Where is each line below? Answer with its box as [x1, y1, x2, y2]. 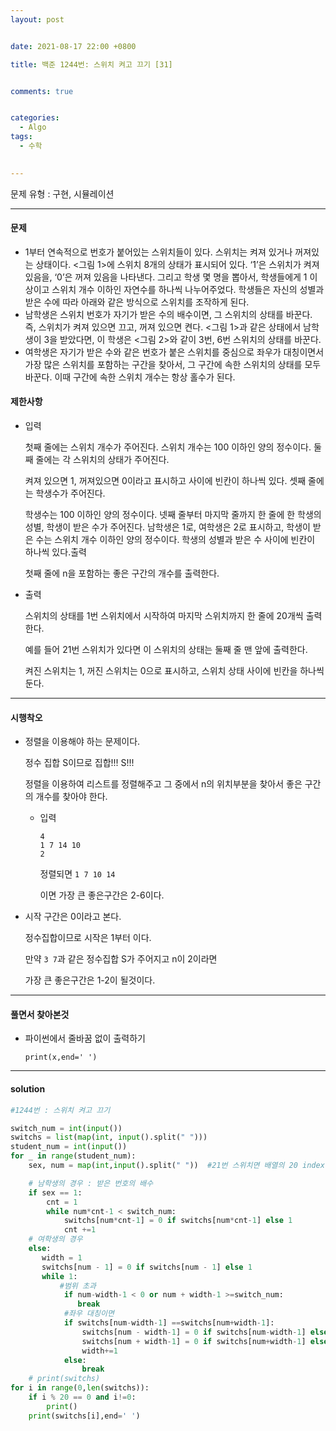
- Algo [19, 122, 47, 133]
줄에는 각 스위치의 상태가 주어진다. [35, 454, 170, 466]
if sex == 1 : [28, 1187, 83, 1198]
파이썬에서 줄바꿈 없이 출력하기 [24, 1032, 146, 1045]
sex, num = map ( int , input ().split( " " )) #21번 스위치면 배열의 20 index [28, 1161, 325, 1171]
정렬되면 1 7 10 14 [39, 868, 116, 880]
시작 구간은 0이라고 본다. [24, 911, 122, 923]
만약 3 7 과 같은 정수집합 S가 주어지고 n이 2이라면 [24, 953, 218, 965]
